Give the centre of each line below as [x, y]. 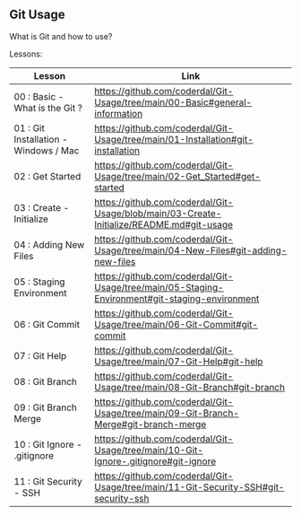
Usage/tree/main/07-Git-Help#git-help [178, 361]
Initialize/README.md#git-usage [163, 224]
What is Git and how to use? [61, 36]
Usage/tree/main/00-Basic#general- [173, 102]
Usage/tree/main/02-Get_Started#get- [177, 176]
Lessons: [26, 54]
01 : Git [29, 127]
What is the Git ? [48, 108]
